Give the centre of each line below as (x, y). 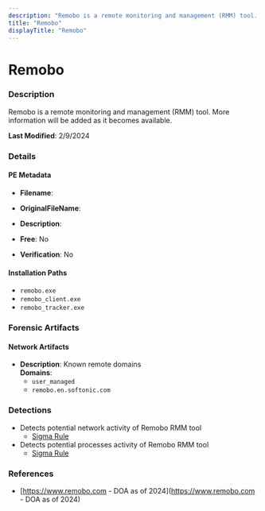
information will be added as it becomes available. (90, 120)
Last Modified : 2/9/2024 (49, 135)
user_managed (53, 382)
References (31, 474)
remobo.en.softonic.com (71, 390)
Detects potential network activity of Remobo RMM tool (111, 428)
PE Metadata (30, 175)
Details (22, 156)
